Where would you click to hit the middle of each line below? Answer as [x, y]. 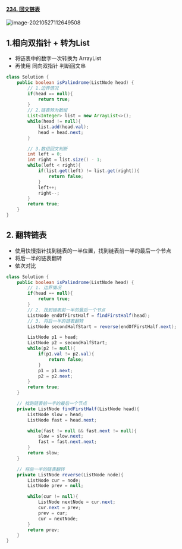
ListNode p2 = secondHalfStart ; [68, 343]
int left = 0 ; [45, 154]
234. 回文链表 [23, 9]
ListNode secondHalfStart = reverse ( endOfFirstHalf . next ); [102, 327]
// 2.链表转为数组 [48, 110]
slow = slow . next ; [61, 436]
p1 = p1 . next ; [55, 370]
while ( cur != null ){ [53, 497]
